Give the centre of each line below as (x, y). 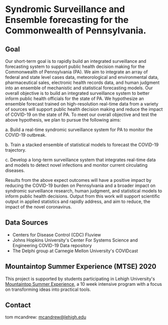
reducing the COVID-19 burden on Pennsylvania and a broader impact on (80, 185)
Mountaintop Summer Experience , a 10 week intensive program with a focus (84, 284)
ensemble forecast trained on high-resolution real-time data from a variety (82, 104)
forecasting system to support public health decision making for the (75, 67)
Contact (18, 305)
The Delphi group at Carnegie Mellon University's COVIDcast (75, 251)
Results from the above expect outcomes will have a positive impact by (78, 180)
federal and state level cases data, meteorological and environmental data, (82, 77)
